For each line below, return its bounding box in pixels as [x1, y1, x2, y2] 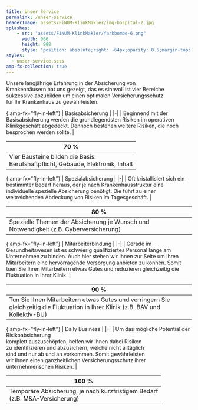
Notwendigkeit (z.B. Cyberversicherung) [9, 225, 121, 234]
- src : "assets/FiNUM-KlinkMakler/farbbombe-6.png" [16, 31, 146, 37]
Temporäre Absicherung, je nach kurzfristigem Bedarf [9, 387, 159, 395]
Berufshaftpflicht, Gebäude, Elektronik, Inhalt [9, 160, 134, 168]
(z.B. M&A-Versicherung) [9, 395, 80, 403]
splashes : [6, 25, 31, 31]
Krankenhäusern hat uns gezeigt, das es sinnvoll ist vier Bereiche [6, 86, 164, 93]
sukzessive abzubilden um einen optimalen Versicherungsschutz [6, 92, 164, 99]
